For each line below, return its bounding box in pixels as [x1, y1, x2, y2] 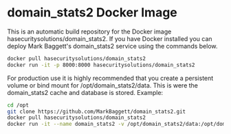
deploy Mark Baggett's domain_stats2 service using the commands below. [7, 42, 218, 50]
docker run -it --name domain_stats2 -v [7, 121, 125, 128]
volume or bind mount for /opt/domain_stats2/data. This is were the [7, 81, 198, 90]
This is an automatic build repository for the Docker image [7, 27, 172, 36]
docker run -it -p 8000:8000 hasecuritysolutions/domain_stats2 [7, 62, 195, 68]
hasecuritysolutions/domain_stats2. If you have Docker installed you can [7, 34, 212, 42]
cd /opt [7, 101, 30, 109]
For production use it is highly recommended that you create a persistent [7, 74, 214, 82]
